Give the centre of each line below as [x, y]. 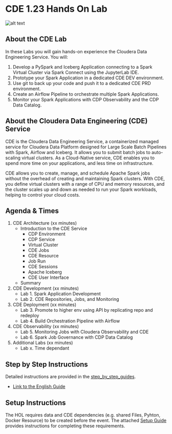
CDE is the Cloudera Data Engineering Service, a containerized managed [82, 141]
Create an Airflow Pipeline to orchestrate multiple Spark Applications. [86, 94]
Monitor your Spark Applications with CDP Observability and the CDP [86, 99]
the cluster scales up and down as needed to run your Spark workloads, [81, 189]
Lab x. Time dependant [45, 348]
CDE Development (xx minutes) [46, 288]
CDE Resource [43, 256]
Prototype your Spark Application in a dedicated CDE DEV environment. [88, 78]
